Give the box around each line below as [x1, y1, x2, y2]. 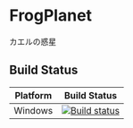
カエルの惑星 [9, 36, 56, 47]
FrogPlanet [9, 5, 92, 26]
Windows [13, 104, 54, 116]
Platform [14, 89, 53, 101]
